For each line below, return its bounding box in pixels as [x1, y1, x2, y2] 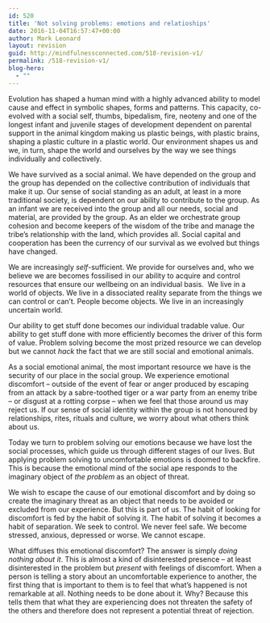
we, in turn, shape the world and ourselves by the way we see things [8, 145, 236, 155]
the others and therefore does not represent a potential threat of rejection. [8, 605, 255, 615]
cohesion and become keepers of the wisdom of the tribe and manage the [8, 221, 255, 231]
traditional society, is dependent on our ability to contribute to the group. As [8, 195, 260, 205]
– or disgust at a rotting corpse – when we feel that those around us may [8, 396, 249, 405]
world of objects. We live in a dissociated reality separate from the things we [8, 288, 263, 297]
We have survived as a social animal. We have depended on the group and [8, 169, 256, 179]
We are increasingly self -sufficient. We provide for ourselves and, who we [8, 262, 255, 272]
